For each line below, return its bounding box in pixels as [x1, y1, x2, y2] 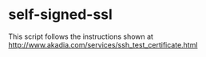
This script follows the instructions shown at [8, 32, 154, 41]
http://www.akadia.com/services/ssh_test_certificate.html [8, 40, 198, 49]
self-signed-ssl [8, 6, 113, 24]
